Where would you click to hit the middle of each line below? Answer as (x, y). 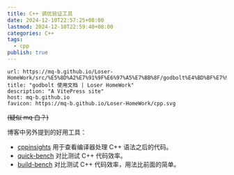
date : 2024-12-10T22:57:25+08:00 (56, 20)
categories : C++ (31, 33)
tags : (15, 40)
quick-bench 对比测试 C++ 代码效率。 (72, 155)
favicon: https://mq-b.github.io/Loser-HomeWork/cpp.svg (92, 103)
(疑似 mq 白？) (28, 117)
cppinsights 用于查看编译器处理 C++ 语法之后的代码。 (95, 146)
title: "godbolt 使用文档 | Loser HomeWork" (71, 85)
